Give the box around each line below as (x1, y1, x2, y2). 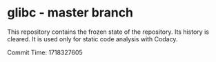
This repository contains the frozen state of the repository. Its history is (7, 28, 209, 36)
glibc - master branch (7, 5, 133, 21)
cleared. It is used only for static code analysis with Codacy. (7, 34, 178, 43)
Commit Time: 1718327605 (7, 48, 83, 56)
